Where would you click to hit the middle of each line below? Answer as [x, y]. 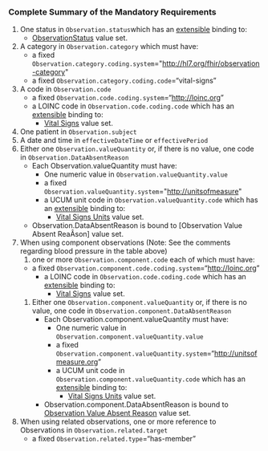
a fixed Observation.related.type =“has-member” [114, 439]
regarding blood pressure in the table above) [93, 251]
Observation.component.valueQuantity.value [130, 337]
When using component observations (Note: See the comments [125, 242]
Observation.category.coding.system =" [97, 63]
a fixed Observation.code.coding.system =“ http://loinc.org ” [128, 98]
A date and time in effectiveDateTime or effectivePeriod [114, 140]
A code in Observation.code [65, 89]
